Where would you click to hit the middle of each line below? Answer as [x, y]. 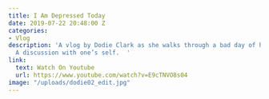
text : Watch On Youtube [55, 68]
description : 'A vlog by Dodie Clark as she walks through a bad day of [132, 46]
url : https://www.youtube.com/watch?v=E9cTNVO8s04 [102, 75]
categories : [28, 30]
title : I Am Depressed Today [57, 16]
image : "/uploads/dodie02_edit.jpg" [69, 82]
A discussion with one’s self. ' [73, 53]
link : [17, 61]
